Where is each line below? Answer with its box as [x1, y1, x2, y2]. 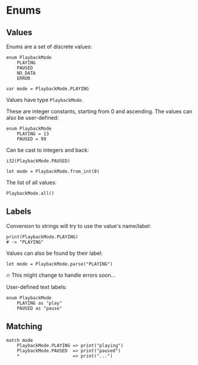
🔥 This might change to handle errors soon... [6, 272, 116, 279]
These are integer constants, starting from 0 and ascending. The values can [6, 108, 193, 115]
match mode [6, 337, 33, 343]
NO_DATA [17, 70, 36, 76]
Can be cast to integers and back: [6, 146, 89, 154]
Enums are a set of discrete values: [6, 43, 92, 50]
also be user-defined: [6, 114, 59, 121]
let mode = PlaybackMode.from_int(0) [6, 169, 100, 174]
